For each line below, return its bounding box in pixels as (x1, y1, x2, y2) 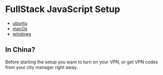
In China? (5, 45, 36, 54)
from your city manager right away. (5, 64, 78, 70)
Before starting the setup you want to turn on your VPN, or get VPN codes (5, 59, 158, 65)
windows (12, 31, 32, 37)
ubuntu (12, 20, 28, 26)
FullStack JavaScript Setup (5, 4, 120, 15)
